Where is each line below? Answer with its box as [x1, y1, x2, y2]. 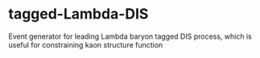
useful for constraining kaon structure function [8, 39, 163, 49]
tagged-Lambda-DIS [8, 5, 149, 23]
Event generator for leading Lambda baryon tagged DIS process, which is [8, 31, 252, 41]
